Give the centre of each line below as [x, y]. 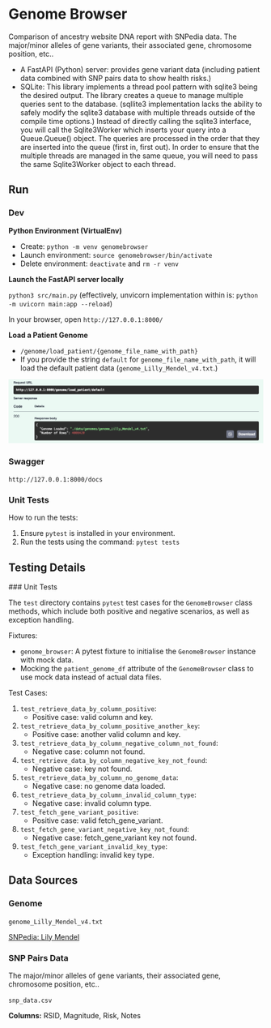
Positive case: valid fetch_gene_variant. [97, 820]
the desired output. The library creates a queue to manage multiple [132, 95]
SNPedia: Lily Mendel [44, 936]
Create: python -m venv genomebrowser [84, 246]
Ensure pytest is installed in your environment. [97, 533]
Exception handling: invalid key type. [93, 855]
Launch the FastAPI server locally [66, 279]
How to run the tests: [43, 518]
